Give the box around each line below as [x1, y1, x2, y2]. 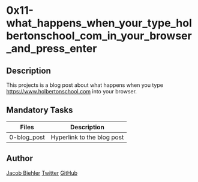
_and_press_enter [6, 42, 97, 56]
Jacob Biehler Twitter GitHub [6, 169, 78, 177]
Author [6, 153, 33, 163]
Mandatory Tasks [6, 105, 73, 116]
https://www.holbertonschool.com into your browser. [6, 88, 137, 95]
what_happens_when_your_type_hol [6, 16, 192, 30]
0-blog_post [9, 133, 45, 141]
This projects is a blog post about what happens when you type [6, 81, 164, 89]
